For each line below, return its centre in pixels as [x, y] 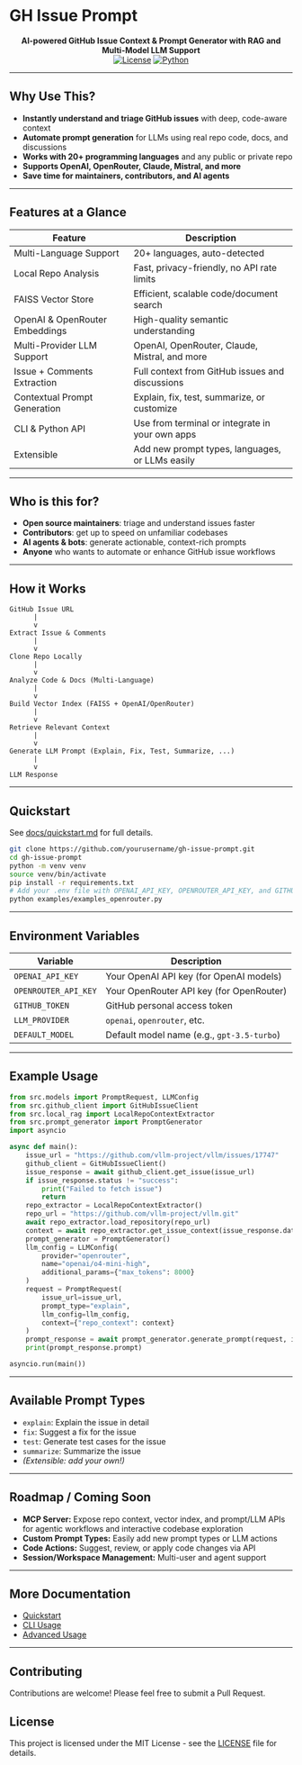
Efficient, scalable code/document [206, 294]
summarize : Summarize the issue [81, 1451]
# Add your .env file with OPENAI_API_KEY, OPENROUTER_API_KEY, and [140, 891]
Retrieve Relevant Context [60, 728]
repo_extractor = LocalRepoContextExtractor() [114, 1206]
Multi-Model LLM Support [151, 50]
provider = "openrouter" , [86, 1256]
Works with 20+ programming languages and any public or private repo [158, 156]
